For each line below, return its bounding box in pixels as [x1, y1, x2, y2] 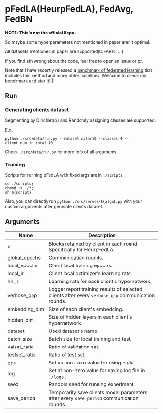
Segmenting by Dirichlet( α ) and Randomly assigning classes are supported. [5, 117, 156, 123]
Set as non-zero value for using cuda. [49, 359, 135, 366]
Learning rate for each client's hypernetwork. [49, 278, 152, 284]
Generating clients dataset [5, 106, 69, 113]
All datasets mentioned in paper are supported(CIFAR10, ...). [5, 49, 125, 54]
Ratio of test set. [49, 351, 86, 358]
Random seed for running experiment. [49, 381, 135, 388]
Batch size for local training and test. [49, 335, 132, 342]
